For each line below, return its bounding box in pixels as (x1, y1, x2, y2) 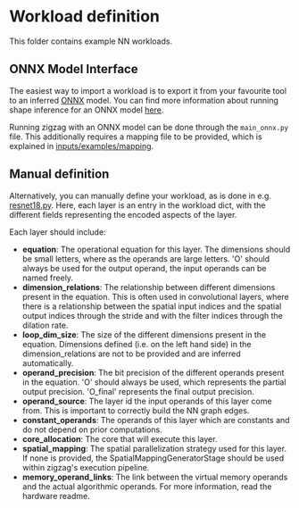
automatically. (21, 357, 74, 368)
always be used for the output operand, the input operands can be (21, 262, 267, 273)
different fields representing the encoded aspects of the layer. (9, 209, 237, 220)
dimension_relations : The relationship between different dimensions (21, 281, 276, 292)
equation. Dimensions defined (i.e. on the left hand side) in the (21, 338, 252, 349)
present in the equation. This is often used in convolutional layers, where (21, 291, 290, 302)
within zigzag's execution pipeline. (21, 462, 150, 472)
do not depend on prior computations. (21, 424, 162, 435)
